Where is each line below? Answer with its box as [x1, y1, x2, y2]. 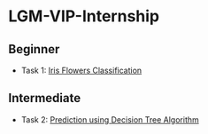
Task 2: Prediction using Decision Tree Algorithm [20, 114, 200, 125]
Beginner [8, 42, 60, 57]
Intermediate [8, 91, 81, 106]
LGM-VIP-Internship [8, 6, 160, 27]
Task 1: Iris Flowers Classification [20, 65, 143, 75]
